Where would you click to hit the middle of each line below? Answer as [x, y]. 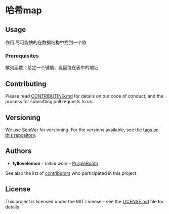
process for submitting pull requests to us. [49, 102]
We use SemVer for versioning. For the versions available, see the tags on [82, 130]
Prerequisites [22, 55]
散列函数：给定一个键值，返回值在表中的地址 [52, 68]
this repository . [21, 135]
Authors [18, 151]
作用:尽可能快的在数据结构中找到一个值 [46, 42]
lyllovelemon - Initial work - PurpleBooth [55, 163]
